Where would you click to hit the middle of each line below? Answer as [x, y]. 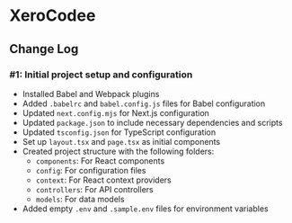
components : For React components [100, 161]
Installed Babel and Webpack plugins [91, 94]
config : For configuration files [91, 170]
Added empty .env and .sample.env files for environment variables [145, 209]
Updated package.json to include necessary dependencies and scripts [152, 122]
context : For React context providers [104, 180]
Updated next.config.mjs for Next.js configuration [115, 112]
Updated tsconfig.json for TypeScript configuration [119, 132]
